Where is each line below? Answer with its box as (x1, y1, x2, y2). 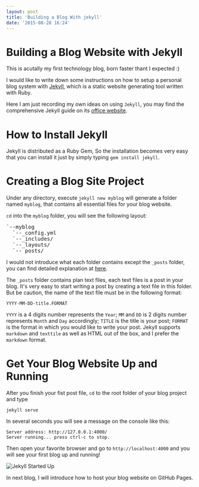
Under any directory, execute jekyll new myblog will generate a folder (6, 194, 177, 202)
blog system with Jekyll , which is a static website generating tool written (6, 83, 184, 90)
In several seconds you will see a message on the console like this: (6, 417, 170, 425)
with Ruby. (6, 89, 32, 96)
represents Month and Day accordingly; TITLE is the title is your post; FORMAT (6, 318, 188, 325)
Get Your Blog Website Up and (6, 357, 157, 370)
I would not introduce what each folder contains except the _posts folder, (6, 259, 185, 266)
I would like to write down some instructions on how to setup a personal (6, 77, 182, 84)
